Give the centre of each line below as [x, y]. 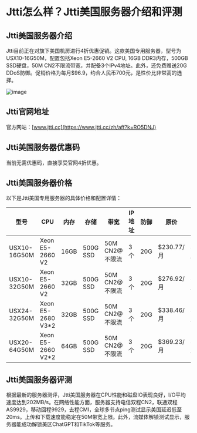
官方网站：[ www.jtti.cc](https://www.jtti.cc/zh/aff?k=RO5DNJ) [81, 127]
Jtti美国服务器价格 [39, 183]
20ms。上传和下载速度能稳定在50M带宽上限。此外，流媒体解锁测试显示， [95, 417]
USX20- [21, 343]
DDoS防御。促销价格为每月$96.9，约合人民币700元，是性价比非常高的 [91, 73]
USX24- [21, 311]
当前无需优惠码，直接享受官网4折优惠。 [54, 163]
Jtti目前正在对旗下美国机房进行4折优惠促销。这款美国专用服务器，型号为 [94, 51]
